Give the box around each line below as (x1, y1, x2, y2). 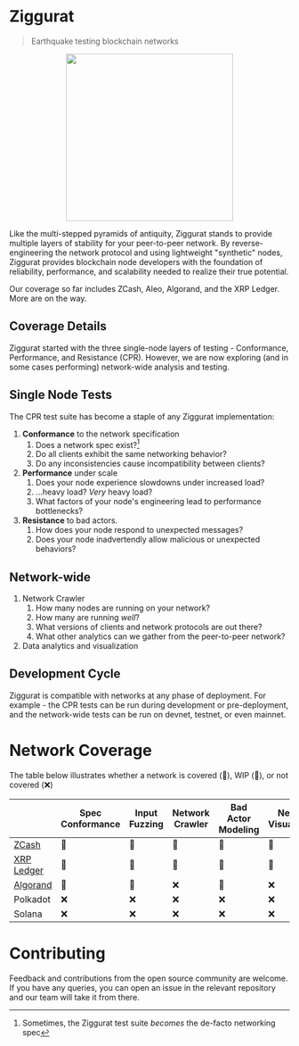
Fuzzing (128, 818, 164, 830)
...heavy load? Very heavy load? (35, 486, 153, 497)
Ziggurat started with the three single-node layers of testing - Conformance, (9, 342, 289, 353)
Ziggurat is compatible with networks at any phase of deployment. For (9, 690, 267, 701)
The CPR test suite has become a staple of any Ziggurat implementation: (9, 411, 275, 421)
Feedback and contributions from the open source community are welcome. (9, 973, 288, 984)
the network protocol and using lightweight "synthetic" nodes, (54, 247, 283, 258)
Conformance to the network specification (21, 428, 180, 439)
